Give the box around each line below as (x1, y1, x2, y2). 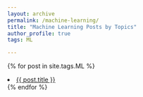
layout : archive (7, 10, 55, 18)
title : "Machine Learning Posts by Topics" (7, 23, 137, 30)
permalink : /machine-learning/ (7, 17, 99, 24)
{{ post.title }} (16, 75, 56, 84)
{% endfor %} (7, 83, 48, 91)
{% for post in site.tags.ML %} (7, 62, 95, 70)
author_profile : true (7, 30, 71, 37)
